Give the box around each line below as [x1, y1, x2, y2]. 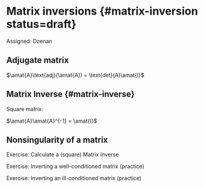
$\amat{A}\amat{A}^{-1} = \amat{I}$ [6, 117, 98, 125]
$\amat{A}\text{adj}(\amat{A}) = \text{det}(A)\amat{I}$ [6, 71, 145, 79]
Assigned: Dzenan [6, 37, 53, 45]
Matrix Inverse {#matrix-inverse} [6, 89, 135, 99]
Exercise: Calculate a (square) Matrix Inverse [6, 151, 119, 158]
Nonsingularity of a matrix [6, 134, 108, 145]
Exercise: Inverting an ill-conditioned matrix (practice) [6, 175, 142, 182]
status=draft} [6, 17, 77, 31]
